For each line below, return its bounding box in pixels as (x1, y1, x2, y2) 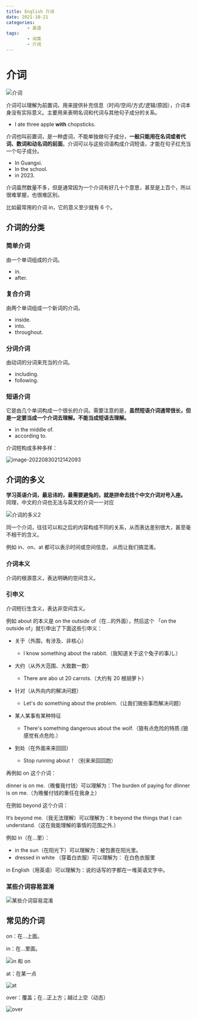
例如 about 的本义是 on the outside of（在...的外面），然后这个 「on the (6, 617, 176, 624)
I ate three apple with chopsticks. (14, 120, 96, 128)
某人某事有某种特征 (14, 712, 62, 719)
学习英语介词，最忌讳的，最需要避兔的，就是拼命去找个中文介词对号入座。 (6, 491, 186, 498)
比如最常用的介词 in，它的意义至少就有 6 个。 (6, 203, 116, 210)
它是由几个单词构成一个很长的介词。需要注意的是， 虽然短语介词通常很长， (6, 407, 186, 414)
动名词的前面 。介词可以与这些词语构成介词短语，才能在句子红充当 (31, 140, 191, 147)
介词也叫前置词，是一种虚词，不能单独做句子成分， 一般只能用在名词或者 (6, 133, 181, 140)
